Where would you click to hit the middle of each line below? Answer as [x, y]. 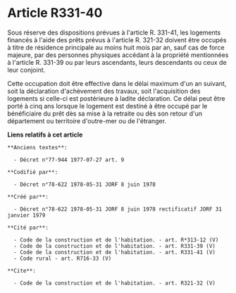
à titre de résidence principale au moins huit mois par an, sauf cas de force [116, 47]
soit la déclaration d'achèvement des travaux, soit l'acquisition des [104, 91]
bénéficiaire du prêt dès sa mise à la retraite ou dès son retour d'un [105, 113]
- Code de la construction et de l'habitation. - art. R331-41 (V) [115, 252]
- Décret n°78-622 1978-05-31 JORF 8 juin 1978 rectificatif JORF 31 [118, 209]
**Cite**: [22, 270]
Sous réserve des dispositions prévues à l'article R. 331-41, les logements [114, 32]
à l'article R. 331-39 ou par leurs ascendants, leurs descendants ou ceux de [117, 62]
